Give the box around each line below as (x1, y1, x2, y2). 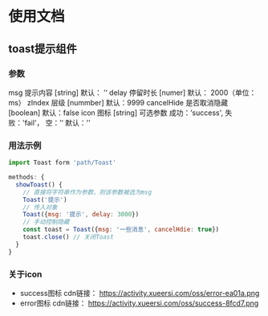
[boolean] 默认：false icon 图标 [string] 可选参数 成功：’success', (8, 108, 224, 117)
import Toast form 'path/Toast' (8, 158, 116, 167)
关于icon (8, 269, 43, 280)
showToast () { (15, 180, 63, 189)
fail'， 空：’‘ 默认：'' (24, 117, 91, 127)
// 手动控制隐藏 (22, 218, 70, 226)
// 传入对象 (22, 203, 58, 211)
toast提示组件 (8, 42, 78, 55)
